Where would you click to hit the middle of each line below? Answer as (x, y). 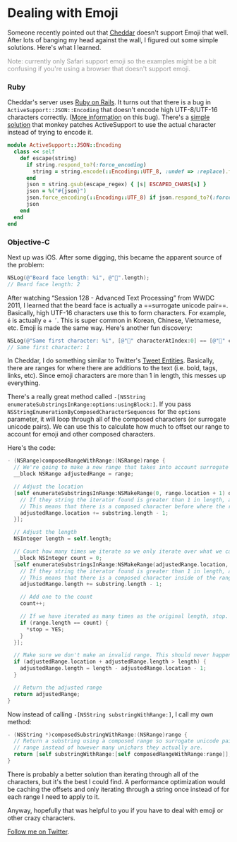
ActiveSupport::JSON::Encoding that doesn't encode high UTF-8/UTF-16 (113, 110)
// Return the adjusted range (58, 688)
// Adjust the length (45, 532)
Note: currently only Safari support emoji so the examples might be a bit (112, 61)
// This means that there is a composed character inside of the (118, 578)
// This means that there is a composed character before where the (123, 506)
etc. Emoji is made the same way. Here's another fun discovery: (100, 328)
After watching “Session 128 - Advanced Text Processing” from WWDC (111, 298)
